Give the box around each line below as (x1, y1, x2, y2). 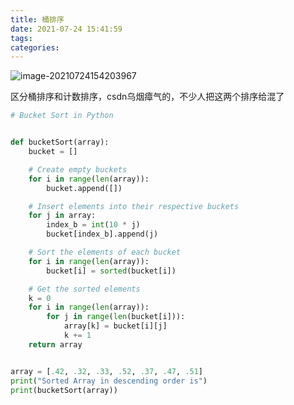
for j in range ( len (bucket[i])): (46, 312, 186, 322)
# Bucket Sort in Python (10, 111, 114, 121)
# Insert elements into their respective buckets (28, 201, 240, 211)
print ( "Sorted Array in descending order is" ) (10, 376, 208, 386)
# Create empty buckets (28, 164, 128, 175)
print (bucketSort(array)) (10, 385, 118, 395)
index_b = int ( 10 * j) (46, 220, 141, 230)
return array (28, 339, 83, 350)
